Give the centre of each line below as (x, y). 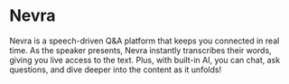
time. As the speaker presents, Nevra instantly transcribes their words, (141, 50)
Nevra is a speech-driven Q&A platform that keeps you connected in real (144, 41)
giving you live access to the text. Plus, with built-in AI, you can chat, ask (145, 60)
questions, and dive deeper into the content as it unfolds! (116, 70)
